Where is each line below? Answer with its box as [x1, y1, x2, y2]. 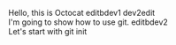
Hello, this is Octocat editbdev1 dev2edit [8, 8, 156, 18]
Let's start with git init [8, 26, 88, 36]
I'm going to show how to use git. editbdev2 [8, 17, 169, 27]
